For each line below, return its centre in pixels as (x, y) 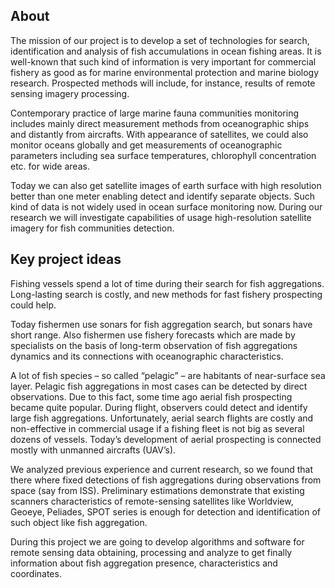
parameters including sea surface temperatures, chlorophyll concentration (163, 155)
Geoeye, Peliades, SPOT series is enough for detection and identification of (166, 511)
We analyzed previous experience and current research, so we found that (161, 469)
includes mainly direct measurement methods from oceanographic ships (160, 123)
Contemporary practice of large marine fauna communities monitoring (155, 113)
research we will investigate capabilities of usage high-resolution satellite (161, 217)
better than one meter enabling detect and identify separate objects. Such (163, 196)
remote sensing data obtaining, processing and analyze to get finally (151, 552)
